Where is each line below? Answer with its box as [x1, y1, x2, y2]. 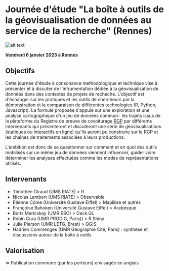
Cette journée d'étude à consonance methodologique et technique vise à [5, 80, 158, 86]
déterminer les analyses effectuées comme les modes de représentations [5, 155, 159, 161]
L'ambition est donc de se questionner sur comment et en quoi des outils [5, 144, 157, 150]
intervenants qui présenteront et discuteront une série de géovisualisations [5, 123, 161, 129]
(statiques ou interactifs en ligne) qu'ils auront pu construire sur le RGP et [5, 129, 158, 135]
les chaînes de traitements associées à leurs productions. [5, 134, 125, 140]
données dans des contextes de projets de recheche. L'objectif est [5, 91, 145, 97]
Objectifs [5, 67, 35, 75]
